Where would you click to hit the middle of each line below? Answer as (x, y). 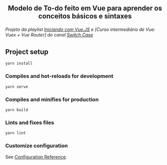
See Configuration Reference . (36, 157)
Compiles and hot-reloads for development (59, 76)
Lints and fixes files (30, 122)
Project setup (27, 52)
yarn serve (17, 87)
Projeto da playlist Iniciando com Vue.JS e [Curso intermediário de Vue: (80, 29)
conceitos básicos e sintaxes (85, 16)
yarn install (19, 64)
